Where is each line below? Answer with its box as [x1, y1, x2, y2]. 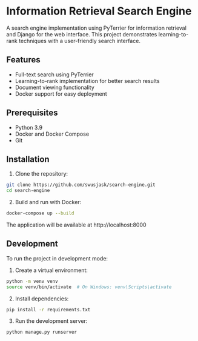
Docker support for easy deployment [15, 90, 107, 98]
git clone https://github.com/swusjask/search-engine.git [6, 182, 156, 188]
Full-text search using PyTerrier [15, 71, 94, 78]
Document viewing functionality [15, 84, 95, 91]
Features [6, 55, 41, 65]
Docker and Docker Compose [15, 130, 90, 137]
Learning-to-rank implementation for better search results [15, 77, 160, 84]
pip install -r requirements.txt [6, 306, 91, 313]
